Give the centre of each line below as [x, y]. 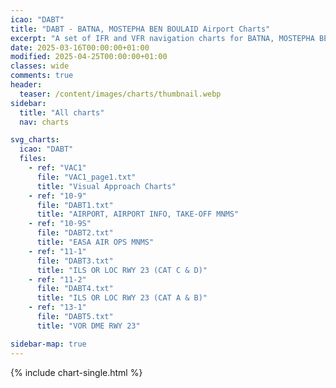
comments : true [42, 76]
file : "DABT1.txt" [75, 205]
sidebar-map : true [48, 344]
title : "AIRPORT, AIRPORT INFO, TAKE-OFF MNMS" [138, 214]
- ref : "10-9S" [60, 224]
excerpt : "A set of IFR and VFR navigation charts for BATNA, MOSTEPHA [162, 38]
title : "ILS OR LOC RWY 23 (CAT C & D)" [122, 270]
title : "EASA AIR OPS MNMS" [95, 242]
